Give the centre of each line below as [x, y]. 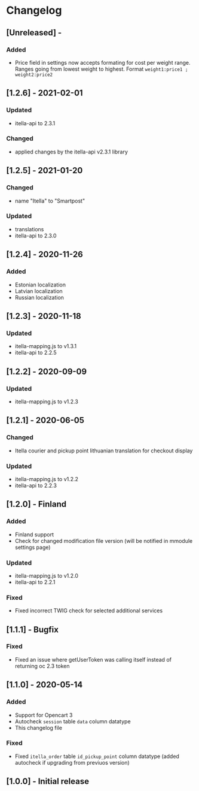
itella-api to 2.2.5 [36, 353]
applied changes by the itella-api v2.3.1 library [71, 152]
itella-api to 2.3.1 [35, 123]
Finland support [34, 535]
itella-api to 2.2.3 [36, 485]
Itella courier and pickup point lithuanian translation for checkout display [104, 451]
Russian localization [39, 297]
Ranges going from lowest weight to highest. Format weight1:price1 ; [101, 69]
